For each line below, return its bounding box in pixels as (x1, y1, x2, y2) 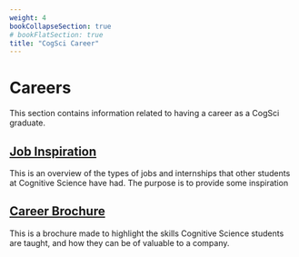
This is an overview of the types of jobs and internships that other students (9, 168, 291, 178)
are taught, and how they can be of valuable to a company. (9, 237, 230, 248)
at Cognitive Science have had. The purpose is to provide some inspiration (9, 178, 289, 188)
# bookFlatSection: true (9, 30, 104, 39)
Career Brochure (9, 203, 106, 219)
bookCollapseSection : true (9, 22, 112, 31)
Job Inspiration (9, 143, 97, 159)
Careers (9, 78, 72, 98)
